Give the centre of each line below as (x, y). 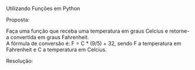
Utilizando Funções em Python (43, 8)
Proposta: (18, 20)
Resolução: (20, 61)
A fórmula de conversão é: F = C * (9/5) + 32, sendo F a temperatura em (94, 43)
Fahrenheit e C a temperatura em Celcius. (56, 50)
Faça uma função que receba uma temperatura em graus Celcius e (87, 31)
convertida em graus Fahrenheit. (50, 37)
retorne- (179, 31)
